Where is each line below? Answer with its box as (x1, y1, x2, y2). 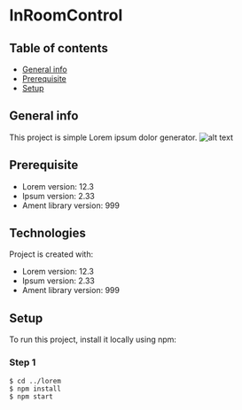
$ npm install (9, 384, 62, 393)
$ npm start (9, 391, 53, 401)
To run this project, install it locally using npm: (9, 334, 177, 345)
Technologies (9, 226, 87, 241)
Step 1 (9, 356, 36, 368)
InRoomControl (9, 5, 123, 26)
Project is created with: (9, 249, 94, 259)
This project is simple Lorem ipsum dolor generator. (9, 132, 198, 143)
